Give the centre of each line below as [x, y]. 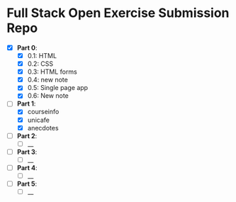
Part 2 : [27, 135]
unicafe [39, 120]
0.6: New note [48, 96]
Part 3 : [27, 152]
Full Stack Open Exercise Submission [118, 13]
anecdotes [43, 128]
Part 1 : [26, 103]
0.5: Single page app [58, 88]
